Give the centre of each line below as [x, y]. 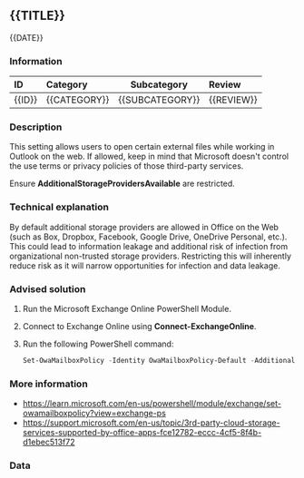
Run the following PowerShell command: [98, 344]
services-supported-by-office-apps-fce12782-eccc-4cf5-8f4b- [142, 433]
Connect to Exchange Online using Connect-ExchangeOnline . [139, 326]
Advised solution [48, 288]
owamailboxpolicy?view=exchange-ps [94, 414]
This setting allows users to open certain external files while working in [142, 147]
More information [49, 384]
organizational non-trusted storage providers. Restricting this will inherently [151, 256]
